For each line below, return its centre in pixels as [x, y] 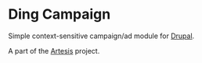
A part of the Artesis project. [54, 51]
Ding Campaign [60, 14]
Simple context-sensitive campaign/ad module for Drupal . [101, 36]
